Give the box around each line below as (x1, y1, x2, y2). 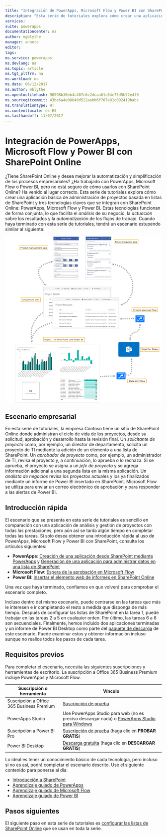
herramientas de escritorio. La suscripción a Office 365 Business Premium (5, 669, 158, 675)
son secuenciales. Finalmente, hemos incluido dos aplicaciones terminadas (5, 620, 160, 626)
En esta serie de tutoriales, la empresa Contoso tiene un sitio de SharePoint (5, 426, 160, 432)
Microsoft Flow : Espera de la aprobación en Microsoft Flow (12, 569, 134, 575)
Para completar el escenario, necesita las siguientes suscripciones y (5, 664, 146, 670)
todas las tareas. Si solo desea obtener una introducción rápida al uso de (5, 533, 155, 539)
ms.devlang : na (5, 60, 37, 66)
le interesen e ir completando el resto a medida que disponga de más (5, 604, 147, 610)
